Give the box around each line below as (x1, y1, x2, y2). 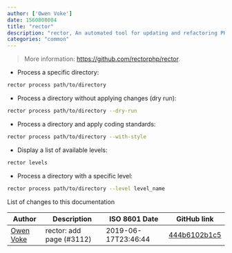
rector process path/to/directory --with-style (7, 133, 147, 140)
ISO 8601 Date (109, 214, 159, 223)
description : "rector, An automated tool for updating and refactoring (7, 29, 217, 37)
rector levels (7, 159, 48, 166)
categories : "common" (7, 36, 70, 43)
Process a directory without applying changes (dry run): (17, 94, 177, 102)
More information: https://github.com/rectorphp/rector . (23, 55, 181, 63)
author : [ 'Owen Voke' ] (7, 10, 72, 17)
